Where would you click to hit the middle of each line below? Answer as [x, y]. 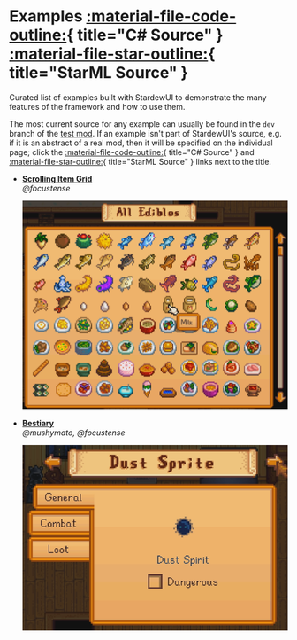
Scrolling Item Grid [57, 178]
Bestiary [38, 424]
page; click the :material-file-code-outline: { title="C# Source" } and [132, 152]
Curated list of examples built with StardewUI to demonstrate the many [138, 97]
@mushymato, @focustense [73, 433]
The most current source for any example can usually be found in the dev [142, 124]
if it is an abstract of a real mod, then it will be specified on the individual [141, 143]
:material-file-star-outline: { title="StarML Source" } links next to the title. [141, 161]
